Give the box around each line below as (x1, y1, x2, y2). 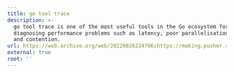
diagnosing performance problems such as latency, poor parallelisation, (13, 29, 232, 37)
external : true (7, 49, 52, 56)
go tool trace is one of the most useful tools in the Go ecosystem (13, 23, 217, 30)
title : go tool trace (7, 10, 70, 17)
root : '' (7, 56, 33, 63)
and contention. (13, 36, 61, 43)
